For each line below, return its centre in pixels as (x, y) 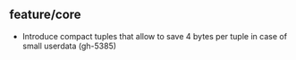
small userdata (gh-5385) (69, 46)
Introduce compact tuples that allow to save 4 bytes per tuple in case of (155, 36)
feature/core (46, 15)
